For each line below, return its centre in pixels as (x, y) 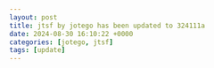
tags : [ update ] (37, 50)
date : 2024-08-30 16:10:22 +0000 (71, 34)
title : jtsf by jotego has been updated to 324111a (107, 26)
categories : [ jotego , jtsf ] (62, 42)
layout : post (33, 17)
